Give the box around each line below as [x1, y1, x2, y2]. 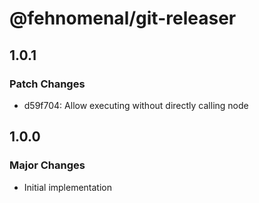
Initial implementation [23, 181, 113, 193]
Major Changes [9, 158, 86, 172]
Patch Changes [9, 77, 86, 91]
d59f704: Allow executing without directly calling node [23, 99, 249, 111]
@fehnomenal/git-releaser [9, 7, 237, 30]
